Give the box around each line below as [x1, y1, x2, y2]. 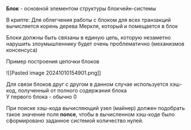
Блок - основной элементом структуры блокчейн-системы [6, 5, 156, 12]
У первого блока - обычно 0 [6, 94, 77, 100]
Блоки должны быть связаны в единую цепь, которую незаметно [6, 34, 171, 41]
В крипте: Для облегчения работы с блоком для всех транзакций [6, 16, 171, 23]
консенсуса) [6, 46, 38, 54]
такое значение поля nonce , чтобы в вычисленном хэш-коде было [6, 111, 175, 118]
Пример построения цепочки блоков [6, 58, 100, 65]
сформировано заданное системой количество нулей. [6, 117, 144, 124]
